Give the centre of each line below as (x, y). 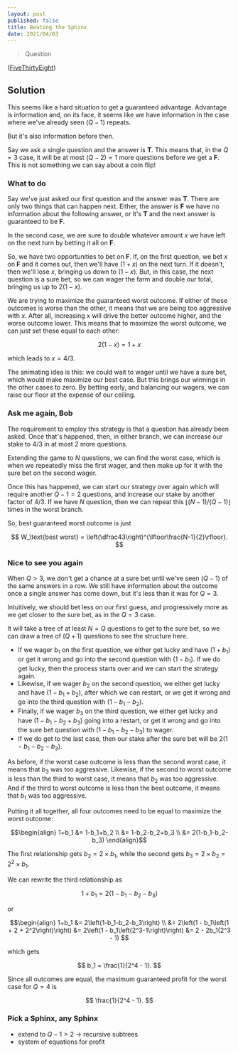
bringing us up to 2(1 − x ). (45, 287)
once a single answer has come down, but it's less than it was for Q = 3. (113, 593)
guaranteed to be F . (36, 222)
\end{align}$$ (126, 840)
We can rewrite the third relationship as (65, 880)
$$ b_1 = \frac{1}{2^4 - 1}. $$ (119, 965)
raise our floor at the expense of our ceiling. (72, 395)
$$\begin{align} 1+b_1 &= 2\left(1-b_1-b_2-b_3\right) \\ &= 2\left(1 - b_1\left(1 (119, 922)
